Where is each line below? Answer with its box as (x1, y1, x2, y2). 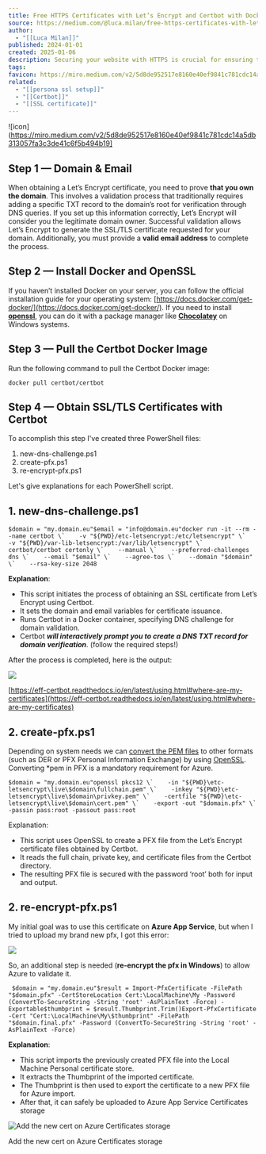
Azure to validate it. (8, 968, 72, 978)
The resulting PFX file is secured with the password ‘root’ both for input (19, 869, 253, 879)
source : (8, 19, 34, 27)
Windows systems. (8, 319, 70, 329)
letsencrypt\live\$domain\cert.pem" (8, 799, 129, 807)
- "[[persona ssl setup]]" (15, 85, 104, 94)
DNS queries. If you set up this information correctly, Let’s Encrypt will (8, 208, 237, 217)
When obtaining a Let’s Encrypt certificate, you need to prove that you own (8, 182, 254, 192)
